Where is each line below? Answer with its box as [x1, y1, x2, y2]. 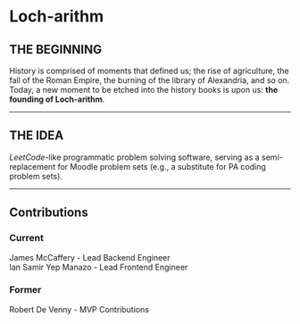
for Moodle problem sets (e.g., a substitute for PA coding [57, 161, 266, 171]
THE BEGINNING [9, 42, 103, 57]
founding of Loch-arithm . [9, 94, 105, 104]
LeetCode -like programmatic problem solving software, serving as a [9, 152, 261, 162]
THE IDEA [9, 128, 64, 144]
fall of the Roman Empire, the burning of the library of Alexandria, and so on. [9, 75, 290, 86]
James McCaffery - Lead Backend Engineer [9, 252, 171, 262]
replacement [9, 161, 56, 171]
